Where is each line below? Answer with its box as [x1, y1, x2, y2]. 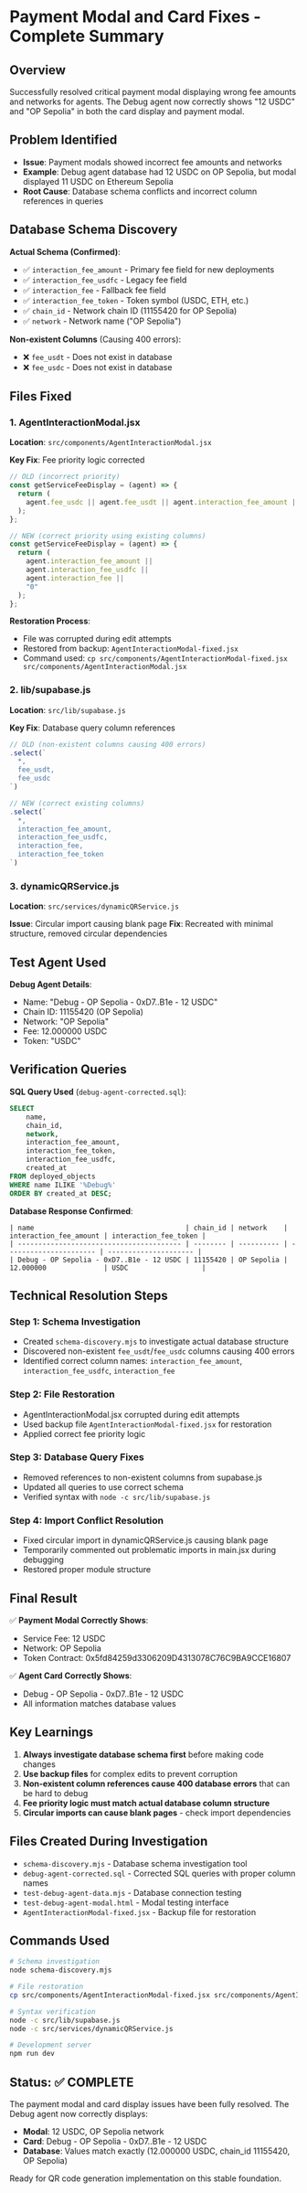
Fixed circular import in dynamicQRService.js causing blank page [22, 1535, 269, 1546]
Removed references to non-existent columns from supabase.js [22, 1472, 263, 1483]
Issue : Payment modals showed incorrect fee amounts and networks [22, 156, 282, 167]
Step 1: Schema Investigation [9, 1315, 142, 1327]
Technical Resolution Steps [9, 1287, 168, 1304]
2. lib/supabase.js [9, 684, 91, 697]
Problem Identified [9, 133, 118, 148]
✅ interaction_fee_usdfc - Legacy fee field [22, 274, 187, 285]
